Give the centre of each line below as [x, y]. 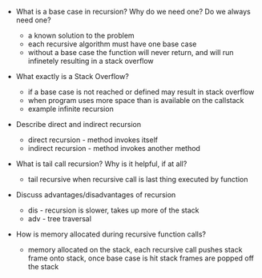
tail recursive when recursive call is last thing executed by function [138, 179]
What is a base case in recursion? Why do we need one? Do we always [133, 12]
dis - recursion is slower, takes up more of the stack [113, 210]
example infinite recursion [71, 109]
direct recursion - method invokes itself [93, 140]
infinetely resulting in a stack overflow [91, 61]
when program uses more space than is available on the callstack [136, 100]
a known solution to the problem [81, 36]
